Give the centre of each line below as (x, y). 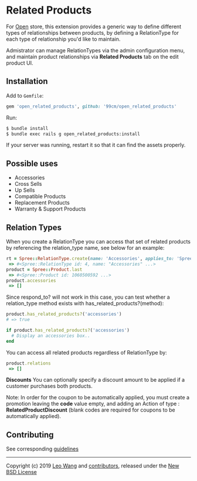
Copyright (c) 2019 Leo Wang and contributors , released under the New (93, 466)
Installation (27, 81)
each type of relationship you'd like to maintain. (63, 39)
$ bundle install (27, 128)
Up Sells (25, 190)
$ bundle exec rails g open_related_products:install (73, 134)
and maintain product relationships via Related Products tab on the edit (92, 56)
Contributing (30, 435)
